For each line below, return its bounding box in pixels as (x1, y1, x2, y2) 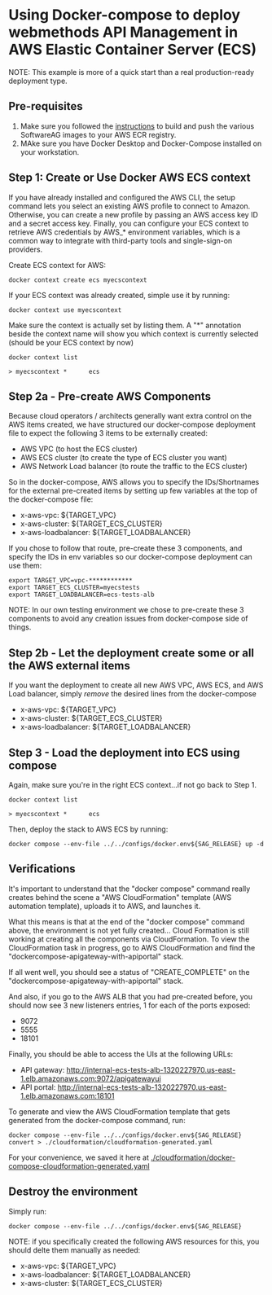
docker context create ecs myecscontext (8, 275, 148, 284)
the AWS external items (8, 658, 130, 673)
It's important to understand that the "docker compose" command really (8, 884, 251, 893)
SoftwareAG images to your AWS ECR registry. (20, 129, 177, 139)
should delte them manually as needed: (8, 1245, 141, 1255)
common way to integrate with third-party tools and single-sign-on (8, 235, 233, 245)
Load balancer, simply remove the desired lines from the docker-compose (8, 689, 257, 699)
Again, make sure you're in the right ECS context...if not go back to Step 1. (8, 780, 257, 789)
